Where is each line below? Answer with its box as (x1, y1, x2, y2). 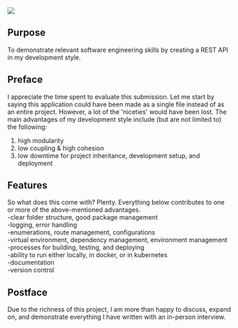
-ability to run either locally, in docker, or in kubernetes (7, 251, 168, 259)
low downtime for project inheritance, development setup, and (17, 151, 200, 159)
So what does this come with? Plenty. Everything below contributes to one (7, 198, 225, 207)
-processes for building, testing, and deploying (7, 243, 145, 251)
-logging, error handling (7, 220, 77, 230)
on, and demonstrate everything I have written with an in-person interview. (7, 312, 226, 322)
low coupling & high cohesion (17, 144, 104, 152)
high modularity (17, 136, 64, 145)
